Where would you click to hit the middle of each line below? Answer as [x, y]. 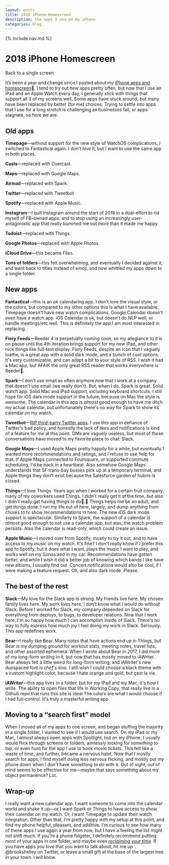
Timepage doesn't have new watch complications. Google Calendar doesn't [84, 312]
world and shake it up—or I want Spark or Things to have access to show [81, 809]
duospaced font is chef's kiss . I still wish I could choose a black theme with [83, 667]
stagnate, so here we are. [32, 115]
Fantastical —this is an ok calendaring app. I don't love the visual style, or [81, 301]
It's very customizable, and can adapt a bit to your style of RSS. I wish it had [84, 360]
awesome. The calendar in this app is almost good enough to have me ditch [84, 402]
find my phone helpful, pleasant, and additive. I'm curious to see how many [83, 825]
